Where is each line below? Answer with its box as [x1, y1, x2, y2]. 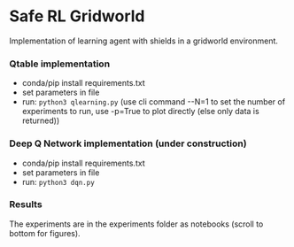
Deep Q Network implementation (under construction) [9, 137, 247, 150]
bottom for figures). [9, 228, 81, 238]
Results [9, 198, 43, 211]
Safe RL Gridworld [9, 6, 145, 27]
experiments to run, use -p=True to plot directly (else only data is [21, 106, 259, 117]
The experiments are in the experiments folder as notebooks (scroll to [9, 219, 264, 229]
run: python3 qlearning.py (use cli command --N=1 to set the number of [21, 96, 286, 107]
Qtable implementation [9, 58, 111, 70]
